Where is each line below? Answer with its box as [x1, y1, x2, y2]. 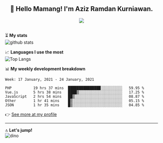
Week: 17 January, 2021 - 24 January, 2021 [5, 77, 95, 82]
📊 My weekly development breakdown [5, 66, 86, 71]
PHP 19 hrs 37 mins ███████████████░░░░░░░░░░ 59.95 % [5, 86, 145, 90]
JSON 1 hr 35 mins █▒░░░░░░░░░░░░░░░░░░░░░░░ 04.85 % [5, 103, 145, 107]
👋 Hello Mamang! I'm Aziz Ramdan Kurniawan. [10, 5, 153, 13]
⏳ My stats [5, 32, 28, 38]
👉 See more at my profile [5, 111, 57, 117]
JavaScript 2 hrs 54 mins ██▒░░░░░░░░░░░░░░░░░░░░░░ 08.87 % [5, 94, 145, 99]
